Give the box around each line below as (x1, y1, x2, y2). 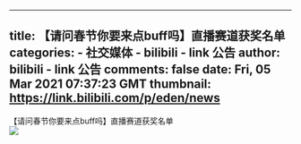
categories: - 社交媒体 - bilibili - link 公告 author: (9, 46, 280, 61)
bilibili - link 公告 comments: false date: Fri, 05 (9, 62, 271, 77)
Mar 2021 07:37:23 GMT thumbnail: (9, 77, 212, 92)
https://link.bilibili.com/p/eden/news (9, 90, 221, 106)
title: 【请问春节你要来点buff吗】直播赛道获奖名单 (9, 29, 286, 44)
